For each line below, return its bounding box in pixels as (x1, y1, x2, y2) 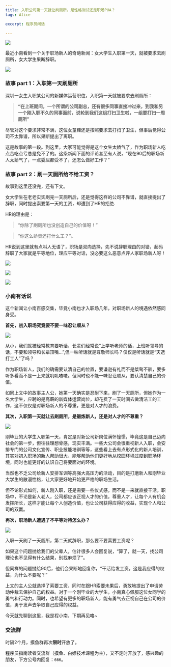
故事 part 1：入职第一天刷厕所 (5, 80, 78, 87)
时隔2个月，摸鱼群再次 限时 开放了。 (5, 639, 80, 645)
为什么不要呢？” (14, 572, 48, 578)
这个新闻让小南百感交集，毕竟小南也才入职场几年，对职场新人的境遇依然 (5, 305, 157, 311)
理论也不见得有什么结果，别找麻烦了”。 (5, 554, 88, 561)
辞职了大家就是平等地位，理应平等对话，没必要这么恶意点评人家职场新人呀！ (5, 250, 166, 256)
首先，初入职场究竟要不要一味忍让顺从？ (5, 322, 90, 328)
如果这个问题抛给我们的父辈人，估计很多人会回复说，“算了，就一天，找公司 (5, 548, 164, 554)
